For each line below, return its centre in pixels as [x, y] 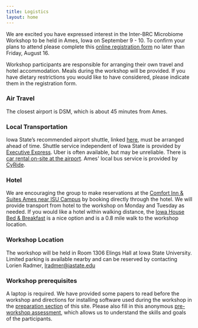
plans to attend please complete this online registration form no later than [95, 46]
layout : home [22, 17]
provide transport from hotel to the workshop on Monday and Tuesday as [95, 205]
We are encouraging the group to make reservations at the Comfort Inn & [95, 193]
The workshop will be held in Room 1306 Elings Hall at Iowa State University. [99, 253]
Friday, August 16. [28, 53]
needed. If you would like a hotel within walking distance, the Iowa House [95, 212]
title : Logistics [27, 12]
